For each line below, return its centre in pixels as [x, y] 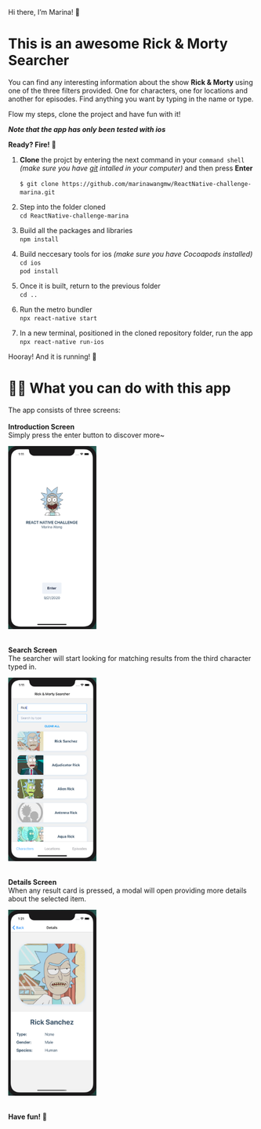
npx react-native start [58, 318]
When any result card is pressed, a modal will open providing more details [127, 890]
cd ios [30, 263]
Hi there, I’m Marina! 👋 [44, 12]
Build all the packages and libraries [76, 230]
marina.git [37, 192]
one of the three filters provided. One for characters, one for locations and [128, 90]
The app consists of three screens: [65, 410]
